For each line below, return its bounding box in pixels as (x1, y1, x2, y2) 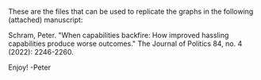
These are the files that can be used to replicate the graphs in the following (8, 7, 254, 16)
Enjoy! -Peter (8, 63, 52, 72)
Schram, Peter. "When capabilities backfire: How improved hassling (8, 31, 229, 40)
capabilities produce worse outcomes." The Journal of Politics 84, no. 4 (8, 39, 243, 48)
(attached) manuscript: (8, 15, 83, 25)
